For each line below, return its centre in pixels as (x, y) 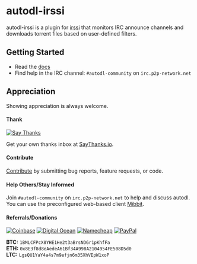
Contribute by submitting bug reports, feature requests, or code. (85, 171)
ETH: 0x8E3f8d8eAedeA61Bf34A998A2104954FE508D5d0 (69, 249)
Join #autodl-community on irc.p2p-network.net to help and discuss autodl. (98, 198)
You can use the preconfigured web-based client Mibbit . (75, 204)
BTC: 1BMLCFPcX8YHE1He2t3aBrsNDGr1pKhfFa (58, 242)
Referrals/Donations (32, 217)
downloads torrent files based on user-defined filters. (72, 33)
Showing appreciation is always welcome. (57, 106)
